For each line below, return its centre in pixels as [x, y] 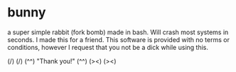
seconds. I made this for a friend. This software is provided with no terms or [118, 39]
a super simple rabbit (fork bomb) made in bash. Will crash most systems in [118, 32]
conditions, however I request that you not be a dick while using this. [108, 47]
